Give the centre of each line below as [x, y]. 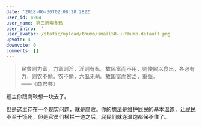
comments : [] [23, 51]
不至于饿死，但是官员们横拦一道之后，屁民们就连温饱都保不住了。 [88, 116]
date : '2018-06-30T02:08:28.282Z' [50, 12]
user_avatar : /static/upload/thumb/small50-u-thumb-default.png [88, 34]
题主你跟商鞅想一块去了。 [38, 96]
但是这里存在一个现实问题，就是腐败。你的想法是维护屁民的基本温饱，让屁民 [101, 109]
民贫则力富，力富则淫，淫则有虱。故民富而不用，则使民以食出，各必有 [108, 68]
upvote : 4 [19, 40]
